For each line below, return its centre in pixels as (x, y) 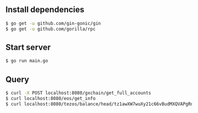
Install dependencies (45, 10)
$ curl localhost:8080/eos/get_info (51, 98)
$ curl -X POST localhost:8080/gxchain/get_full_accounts (78, 93)
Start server (28, 47)
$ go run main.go (27, 61)
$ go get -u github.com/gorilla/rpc (51, 29)
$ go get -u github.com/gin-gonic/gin (53, 23)
